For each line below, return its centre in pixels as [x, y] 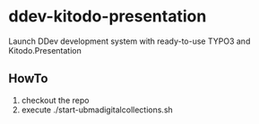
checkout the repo [55, 100]
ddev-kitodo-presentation [108, 17]
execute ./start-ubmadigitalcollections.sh [97, 110]
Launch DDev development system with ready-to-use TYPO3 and [129, 41]
